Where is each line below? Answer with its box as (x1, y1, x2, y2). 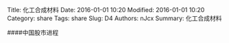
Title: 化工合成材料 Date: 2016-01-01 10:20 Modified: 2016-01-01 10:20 (7, 6, 205, 13)
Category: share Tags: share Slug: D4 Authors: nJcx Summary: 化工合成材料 (7, 14, 222, 22)
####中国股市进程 (7, 29, 59, 36)
